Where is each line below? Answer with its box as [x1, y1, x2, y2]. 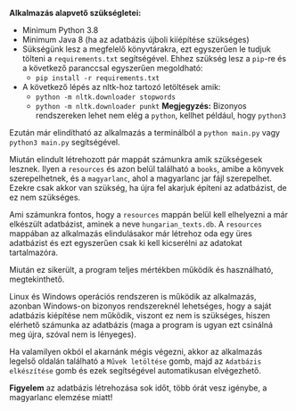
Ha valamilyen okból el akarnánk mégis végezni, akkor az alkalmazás [9, 347, 263, 357]
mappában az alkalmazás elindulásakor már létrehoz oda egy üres [9, 228, 252, 239]
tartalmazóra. [9, 247, 59, 258]
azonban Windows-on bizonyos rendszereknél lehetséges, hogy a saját [9, 300, 272, 311]
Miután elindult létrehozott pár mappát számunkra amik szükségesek [9, 154, 263, 164]
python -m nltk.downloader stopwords [35, 93, 177, 102]
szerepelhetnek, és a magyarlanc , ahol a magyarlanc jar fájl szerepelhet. [9, 173, 272, 184]
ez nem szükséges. [9, 192, 81, 202]
